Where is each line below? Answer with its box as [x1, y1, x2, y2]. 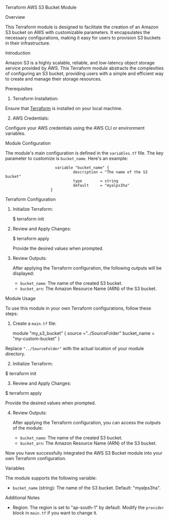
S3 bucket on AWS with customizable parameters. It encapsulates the [5, 29, 150, 35]
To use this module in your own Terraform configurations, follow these [5, 305, 151, 311]
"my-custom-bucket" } [12, 336, 60, 342]
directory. [5, 351, 25, 357]
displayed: [12, 271, 34, 276]
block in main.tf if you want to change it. [12, 510, 98, 516]
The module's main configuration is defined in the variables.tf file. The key [5, 150, 164, 156]
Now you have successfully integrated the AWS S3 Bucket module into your [5, 450, 163, 456]
